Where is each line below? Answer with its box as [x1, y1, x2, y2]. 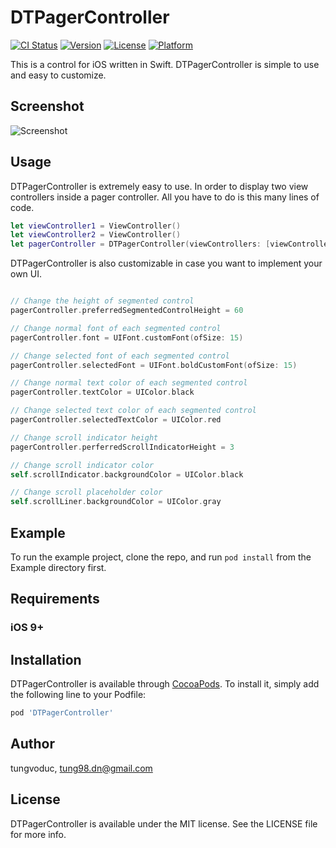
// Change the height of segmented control [10, 296, 195, 306]
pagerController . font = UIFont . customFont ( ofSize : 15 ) [10, 332, 244, 343]
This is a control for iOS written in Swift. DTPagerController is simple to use [10, 58, 320, 70]
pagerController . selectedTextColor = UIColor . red [10, 415, 222, 425]
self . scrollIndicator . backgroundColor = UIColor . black [10, 469, 244, 480]
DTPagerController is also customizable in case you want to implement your [10, 257, 323, 270]
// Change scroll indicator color [10, 460, 155, 470]
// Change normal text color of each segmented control [10, 378, 248, 388]
